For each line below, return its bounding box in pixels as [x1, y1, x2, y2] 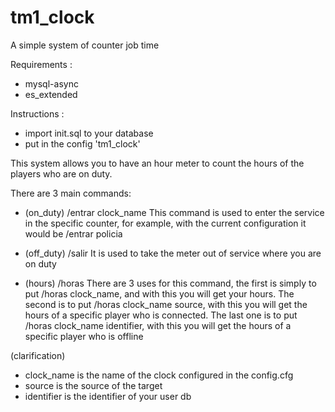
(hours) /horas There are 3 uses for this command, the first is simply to [24, 277, 317, 289]
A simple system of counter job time [10, 39, 160, 51]
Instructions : [10, 107, 65, 120]
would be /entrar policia [24, 227, 123, 240]
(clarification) [10, 349, 66, 361]
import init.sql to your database [24, 127, 154, 139]
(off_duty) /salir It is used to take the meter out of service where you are [24, 247, 322, 259]
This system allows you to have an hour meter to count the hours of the [10, 157, 305, 169]
